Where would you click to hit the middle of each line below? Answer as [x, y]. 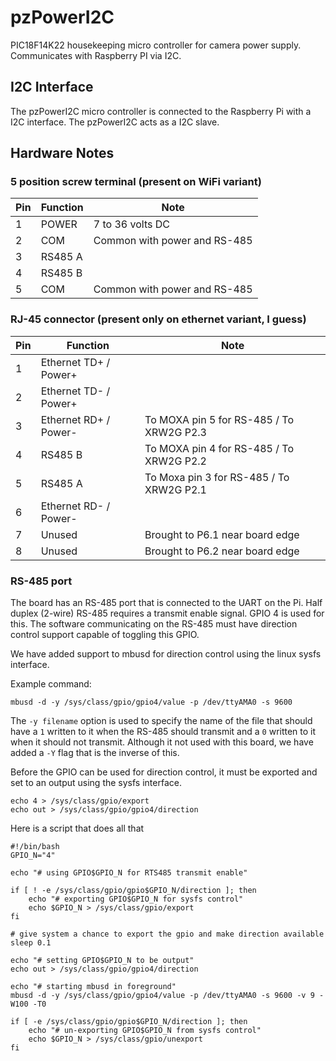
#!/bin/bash [35, 847]
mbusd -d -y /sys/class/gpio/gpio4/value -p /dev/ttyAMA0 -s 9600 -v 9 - [167, 996]
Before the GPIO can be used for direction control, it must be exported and [164, 772]
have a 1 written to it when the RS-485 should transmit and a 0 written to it [163, 732]
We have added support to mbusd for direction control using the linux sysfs [166, 654]
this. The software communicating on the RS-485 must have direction [154, 624]
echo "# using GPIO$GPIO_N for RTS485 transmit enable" [129, 873]
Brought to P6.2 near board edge [222, 551]
